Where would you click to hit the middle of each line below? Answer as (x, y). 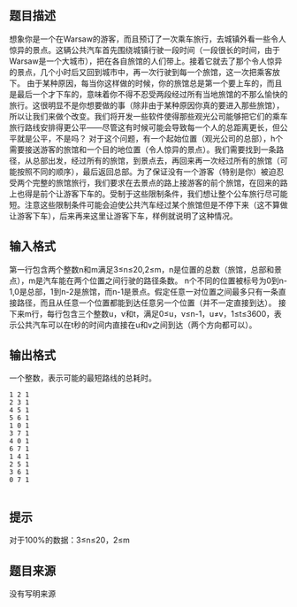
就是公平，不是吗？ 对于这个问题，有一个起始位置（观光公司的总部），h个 (150, 138)
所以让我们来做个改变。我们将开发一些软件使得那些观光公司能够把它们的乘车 (148, 116)
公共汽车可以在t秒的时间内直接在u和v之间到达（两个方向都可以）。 (137, 325)
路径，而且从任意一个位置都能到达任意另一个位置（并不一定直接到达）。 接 (151, 303)
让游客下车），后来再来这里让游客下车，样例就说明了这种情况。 (123, 216)
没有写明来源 (32, 594)
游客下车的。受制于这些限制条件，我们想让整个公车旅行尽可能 (175, 194)
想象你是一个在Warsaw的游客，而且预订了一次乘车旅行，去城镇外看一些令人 (148, 39)
